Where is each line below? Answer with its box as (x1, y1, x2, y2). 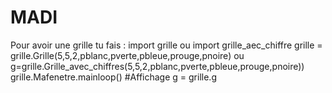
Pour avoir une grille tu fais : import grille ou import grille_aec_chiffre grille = (10, 39, 323, 51)
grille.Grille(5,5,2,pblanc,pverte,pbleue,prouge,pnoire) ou (10, 49, 245, 61)
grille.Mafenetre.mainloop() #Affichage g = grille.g (10, 71, 217, 83)
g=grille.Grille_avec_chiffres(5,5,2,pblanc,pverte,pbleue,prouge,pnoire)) (10, 60, 305, 72)
